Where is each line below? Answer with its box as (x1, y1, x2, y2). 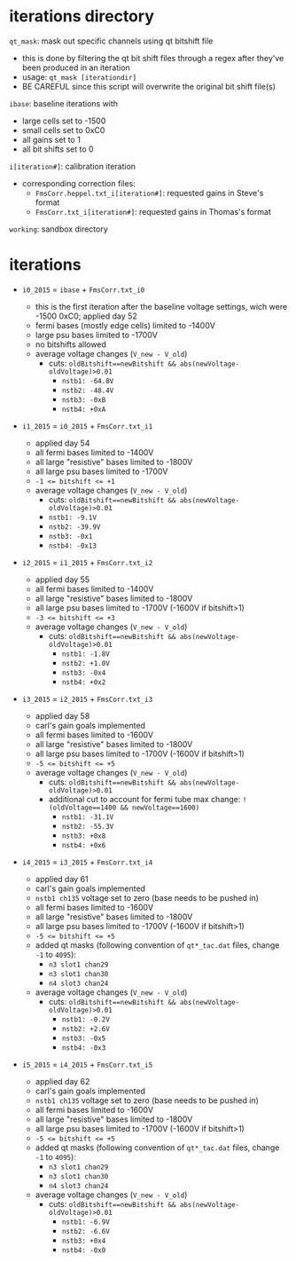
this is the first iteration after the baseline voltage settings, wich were (35, 301, 288, 312)
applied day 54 (35, 438, 90, 448)
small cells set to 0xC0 (21, 124, 105, 135)
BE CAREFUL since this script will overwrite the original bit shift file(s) (21, 81, 277, 91)
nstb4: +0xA (61, 405, 106, 414)
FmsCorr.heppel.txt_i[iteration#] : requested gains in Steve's (35, 187, 264, 198)
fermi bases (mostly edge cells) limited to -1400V (35, 319, 215, 330)
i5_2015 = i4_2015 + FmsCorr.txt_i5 (21, 1059, 153, 1069)
